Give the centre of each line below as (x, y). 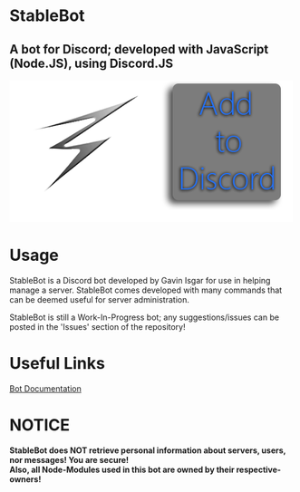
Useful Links (58, 364)
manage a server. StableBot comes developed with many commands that (146, 290)
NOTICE (40, 425)
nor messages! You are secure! (69, 459)
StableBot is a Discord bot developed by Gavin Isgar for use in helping (140, 280)
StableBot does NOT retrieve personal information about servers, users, (148, 450)
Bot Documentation (45, 388)
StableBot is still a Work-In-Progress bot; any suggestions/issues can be (144, 317)
